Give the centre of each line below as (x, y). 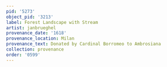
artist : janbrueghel (31, 28)
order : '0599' (23, 55)
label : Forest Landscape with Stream (52, 22)
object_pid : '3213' (30, 17)
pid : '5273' (21, 11)
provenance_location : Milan (40, 38)
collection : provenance (35, 50)
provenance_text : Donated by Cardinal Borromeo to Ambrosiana (83, 44)
